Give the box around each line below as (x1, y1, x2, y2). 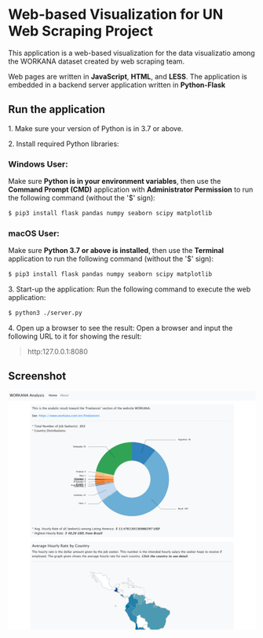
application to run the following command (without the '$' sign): (8, 254, 214, 264)
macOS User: (8, 228, 60, 239)
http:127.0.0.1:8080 (27, 346, 89, 356)
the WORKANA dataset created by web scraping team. (8, 57, 185, 66)
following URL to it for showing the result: (8, 332, 142, 341)
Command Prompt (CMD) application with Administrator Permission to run (8, 185, 254, 194)
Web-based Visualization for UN (8, 5, 224, 24)
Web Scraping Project (8, 22, 153, 40)
